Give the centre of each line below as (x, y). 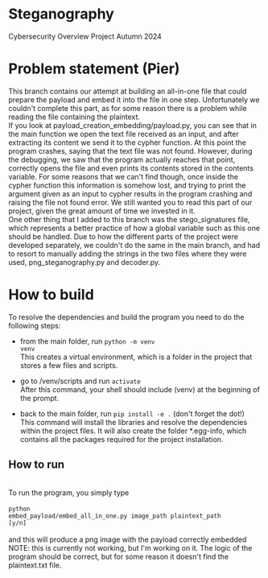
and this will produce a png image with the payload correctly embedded (128, 539)
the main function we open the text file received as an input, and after (124, 134)
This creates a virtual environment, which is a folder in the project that (136, 357)
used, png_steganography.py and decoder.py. (85, 262)
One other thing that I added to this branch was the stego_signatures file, (129, 219)
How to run (37, 465)
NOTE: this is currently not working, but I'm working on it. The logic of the (130, 547)
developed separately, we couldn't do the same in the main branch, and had (134, 245)
